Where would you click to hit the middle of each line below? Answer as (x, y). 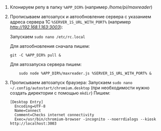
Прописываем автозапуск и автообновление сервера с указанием (80, 16)
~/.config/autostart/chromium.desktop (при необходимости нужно (80, 88)
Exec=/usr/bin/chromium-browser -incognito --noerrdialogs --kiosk (85, 119)
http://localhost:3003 (33, 124)
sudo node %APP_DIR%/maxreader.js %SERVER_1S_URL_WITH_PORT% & (85, 73)
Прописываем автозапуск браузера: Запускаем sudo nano (71, 82)
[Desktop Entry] (26, 102)
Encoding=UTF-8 (30, 106)
